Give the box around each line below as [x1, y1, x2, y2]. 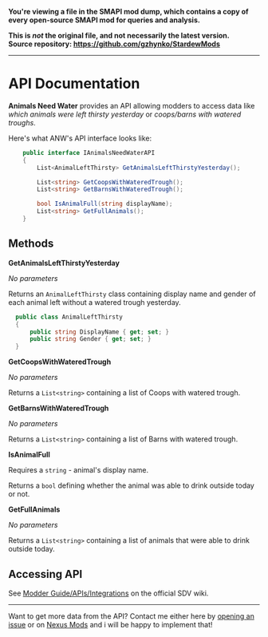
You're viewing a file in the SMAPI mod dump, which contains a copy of [8, 7, 249, 16]
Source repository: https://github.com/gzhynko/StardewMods [8, 39, 221, 49]
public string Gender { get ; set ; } [29, 335, 152, 343]
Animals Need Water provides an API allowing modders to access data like [8, 101, 255, 110]
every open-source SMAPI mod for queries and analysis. [8, 15, 201, 25]
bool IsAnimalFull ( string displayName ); [37, 200, 173, 208]
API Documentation [8, 75, 140, 93]
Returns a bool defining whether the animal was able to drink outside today [8, 481, 255, 490]
